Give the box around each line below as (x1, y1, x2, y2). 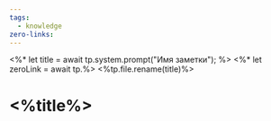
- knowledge (17, 22, 63, 30)
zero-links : (9, 30, 54, 39)
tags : (9, 13, 30, 22)
